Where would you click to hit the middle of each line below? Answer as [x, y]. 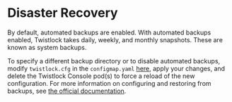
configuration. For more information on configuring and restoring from [109, 83]
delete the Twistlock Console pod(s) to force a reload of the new [101, 76]
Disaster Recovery [63, 13]
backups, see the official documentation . [67, 91]
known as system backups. [47, 47]
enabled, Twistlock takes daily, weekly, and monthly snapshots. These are [115, 39]
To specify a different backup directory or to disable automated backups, [114, 60]
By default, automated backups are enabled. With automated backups [109, 32]
